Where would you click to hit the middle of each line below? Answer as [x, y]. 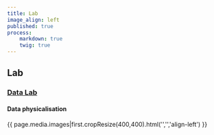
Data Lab [22, 93]
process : [20, 33]
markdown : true [41, 39]
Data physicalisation [37, 109]
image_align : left [33, 20]
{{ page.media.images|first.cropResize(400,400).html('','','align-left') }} [107, 124]
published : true [30, 26]
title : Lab [23, 13]
